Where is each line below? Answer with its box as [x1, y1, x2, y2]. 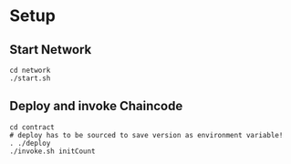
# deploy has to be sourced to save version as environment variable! [9, 130, 284, 139]
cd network [9, 66, 51, 75]
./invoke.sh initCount [9, 147, 96, 156]
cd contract [9, 122, 55, 132]
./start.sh [9, 74, 51, 83]
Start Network [9, 42, 92, 57]
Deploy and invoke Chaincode [9, 98, 183, 114]
